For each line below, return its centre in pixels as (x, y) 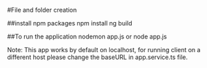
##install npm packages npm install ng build (70, 23)
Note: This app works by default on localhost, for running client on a (104, 50)
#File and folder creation (42, 10)
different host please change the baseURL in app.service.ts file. (98, 57)
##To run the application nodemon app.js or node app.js (87, 36)
